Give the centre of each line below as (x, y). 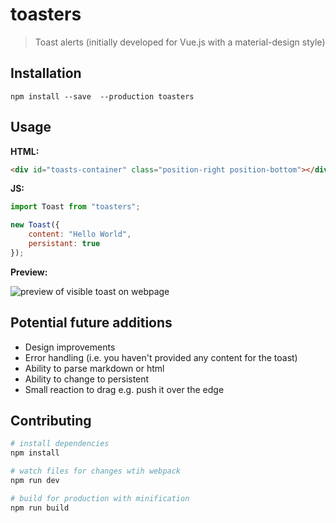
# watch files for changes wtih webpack (96, 471)
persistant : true (64, 244)
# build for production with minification (100, 498)
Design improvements (70, 347)
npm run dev (35, 481)
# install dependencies (60, 444)
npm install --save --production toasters (102, 96)
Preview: (29, 272)
